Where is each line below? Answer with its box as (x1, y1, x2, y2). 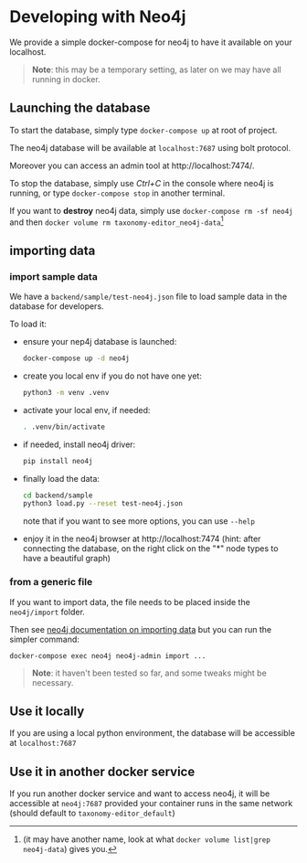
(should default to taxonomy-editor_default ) (9, 807, 175, 819)
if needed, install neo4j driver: (22, 439, 136, 450)
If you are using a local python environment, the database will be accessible (9, 728, 295, 739)
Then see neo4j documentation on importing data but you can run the (9, 623, 272, 634)
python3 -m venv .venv (22, 388, 110, 397)
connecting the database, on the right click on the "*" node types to (22, 543, 279, 554)
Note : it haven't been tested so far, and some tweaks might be (31, 667, 267, 678)
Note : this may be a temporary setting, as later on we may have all (31, 64, 281, 75)
